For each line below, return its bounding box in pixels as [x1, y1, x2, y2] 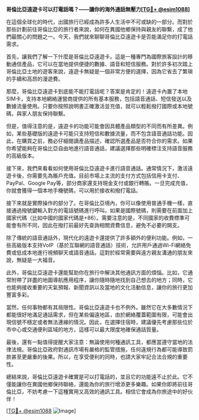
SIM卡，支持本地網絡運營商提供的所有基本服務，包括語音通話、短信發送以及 [6, 95, 192, 102]
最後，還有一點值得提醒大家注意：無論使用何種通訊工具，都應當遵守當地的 [6, 338, 188, 345]
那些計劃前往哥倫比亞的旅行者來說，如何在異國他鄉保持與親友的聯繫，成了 [6, 26, 188, 33]
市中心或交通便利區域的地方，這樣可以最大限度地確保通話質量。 [6, 326, 162, 333]
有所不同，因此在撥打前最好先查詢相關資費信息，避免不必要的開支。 [16, 222, 182, 228]
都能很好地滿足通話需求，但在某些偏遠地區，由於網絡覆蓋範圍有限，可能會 [6, 311, 188, 318]
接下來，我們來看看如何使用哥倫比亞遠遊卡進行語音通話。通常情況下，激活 [6, 165, 188, 172]
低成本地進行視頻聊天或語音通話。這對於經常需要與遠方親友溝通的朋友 [16, 249, 188, 256]
